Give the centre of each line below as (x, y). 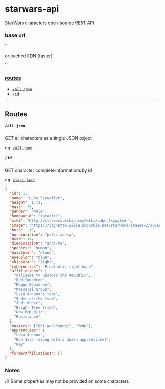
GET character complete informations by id (49, 170)
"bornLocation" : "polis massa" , (43, 235)
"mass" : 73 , (22, 207)
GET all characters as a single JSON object (49, 138)
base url (15, 35)
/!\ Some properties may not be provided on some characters (67, 381)
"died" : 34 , (22, 239)
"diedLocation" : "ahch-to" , (38, 244)
